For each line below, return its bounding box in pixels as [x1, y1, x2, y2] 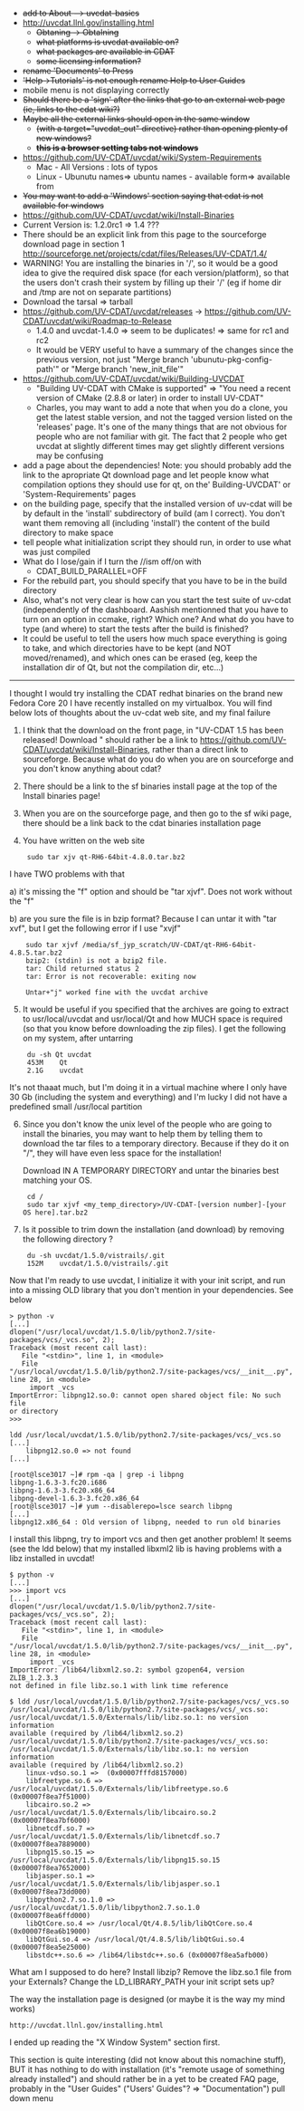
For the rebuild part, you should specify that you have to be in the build [22, 575, 288, 586]
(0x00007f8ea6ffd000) [9, 1911, 91, 1920]
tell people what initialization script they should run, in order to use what [22, 537, 291, 547]
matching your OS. [22, 1175, 93, 1185]
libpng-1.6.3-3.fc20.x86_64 [9, 1486, 116, 1495]
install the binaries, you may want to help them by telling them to [22, 1128, 263, 1139]
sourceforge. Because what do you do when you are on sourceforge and [22, 753, 294, 764]
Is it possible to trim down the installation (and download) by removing [22, 1224, 285, 1234]
